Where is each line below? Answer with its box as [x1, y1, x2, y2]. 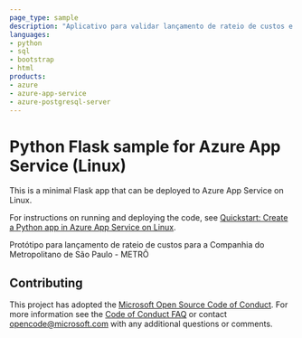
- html [9, 64, 34, 73]
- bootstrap [9, 55, 54, 64]
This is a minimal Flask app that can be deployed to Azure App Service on [9, 185, 284, 196]
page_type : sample [9, 13, 79, 23]
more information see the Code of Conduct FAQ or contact [9, 309, 228, 320]
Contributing [9, 275, 83, 290]
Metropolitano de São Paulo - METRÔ [9, 249, 149, 260]
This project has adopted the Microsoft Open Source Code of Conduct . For [9, 299, 288, 310]
